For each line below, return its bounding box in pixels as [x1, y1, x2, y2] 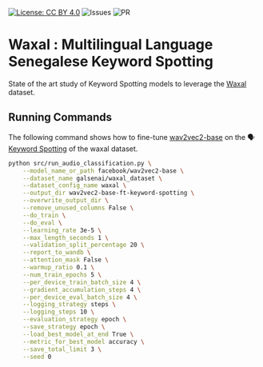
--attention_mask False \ [22, 256, 110, 264]
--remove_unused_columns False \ [22, 204, 134, 212]
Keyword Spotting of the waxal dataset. [8, 144, 138, 154]
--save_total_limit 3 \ [22, 345, 102, 353]
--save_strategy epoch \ [22, 323, 106, 331]
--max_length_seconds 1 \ [22, 233, 110, 241]
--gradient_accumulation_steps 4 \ [22, 285, 141, 293]
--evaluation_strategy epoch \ [22, 316, 127, 324]
